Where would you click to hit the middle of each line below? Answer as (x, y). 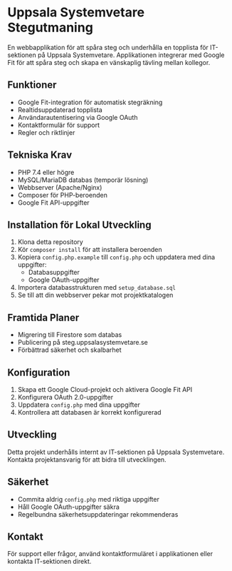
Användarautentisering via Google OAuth (78, 117)
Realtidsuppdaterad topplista (60, 110)
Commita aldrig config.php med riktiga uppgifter (89, 499)
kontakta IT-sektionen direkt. (49, 562)
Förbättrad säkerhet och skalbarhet (70, 350)
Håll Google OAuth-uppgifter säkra (68, 507)
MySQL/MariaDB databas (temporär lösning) (83, 180)
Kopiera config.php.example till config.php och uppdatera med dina (116, 257)
